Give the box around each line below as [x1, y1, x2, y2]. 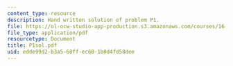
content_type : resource [7, 10, 76, 17]
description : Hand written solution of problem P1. [7, 16, 159, 23]
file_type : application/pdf [7, 29, 89, 36]
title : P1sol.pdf [7, 42, 58, 49]
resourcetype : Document [7, 36, 76, 43]
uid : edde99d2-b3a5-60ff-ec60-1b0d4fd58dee [7, 49, 135, 56]
